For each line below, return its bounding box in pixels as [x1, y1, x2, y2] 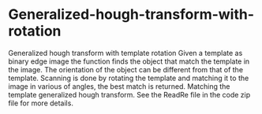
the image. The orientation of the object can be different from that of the [8, 64, 243, 74]
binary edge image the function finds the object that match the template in [8, 57, 250, 66]
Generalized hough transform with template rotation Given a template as [8, 48, 243, 57]
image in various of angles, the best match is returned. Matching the [8, 81, 230, 91]
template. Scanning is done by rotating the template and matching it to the [8, 73, 249, 83]
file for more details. [8, 98, 73, 108]
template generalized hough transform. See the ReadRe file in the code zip [8, 90, 251, 99]
